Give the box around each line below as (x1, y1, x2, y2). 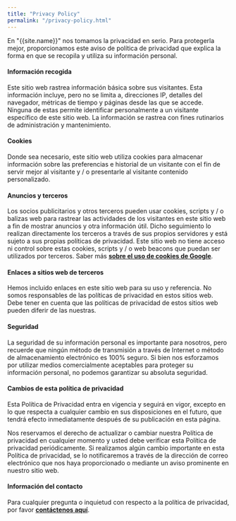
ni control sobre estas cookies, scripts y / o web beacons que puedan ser (7, 244, 221, 253)
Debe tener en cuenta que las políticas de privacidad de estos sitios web (7, 299, 218, 307)
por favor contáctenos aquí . (7, 505, 90, 514)
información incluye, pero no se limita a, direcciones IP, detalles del (7, 90, 203, 99)
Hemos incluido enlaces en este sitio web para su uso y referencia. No (7, 284, 212, 292)
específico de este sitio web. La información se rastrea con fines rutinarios (7, 113, 224, 121)
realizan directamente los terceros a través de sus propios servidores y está (7, 229, 228, 238)
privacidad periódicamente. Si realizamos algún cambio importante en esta (7, 443, 225, 452)
